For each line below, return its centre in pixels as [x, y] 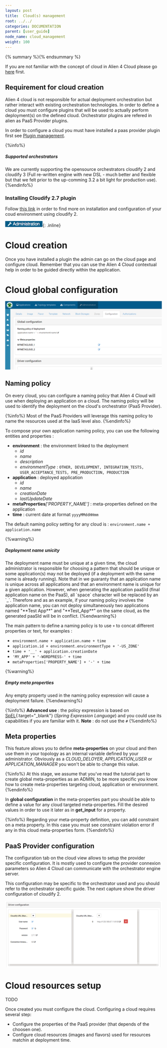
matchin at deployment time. [42, 1040]
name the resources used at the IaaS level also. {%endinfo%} [68, 421]
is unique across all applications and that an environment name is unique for [83, 584]
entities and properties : [30, 436]
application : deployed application [47, 477]
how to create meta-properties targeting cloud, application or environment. [82, 785]
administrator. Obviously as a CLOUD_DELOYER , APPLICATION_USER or [79, 759]
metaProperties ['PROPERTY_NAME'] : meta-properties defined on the [85, 504]
